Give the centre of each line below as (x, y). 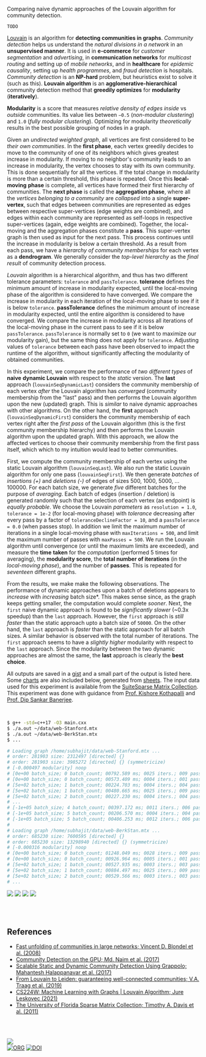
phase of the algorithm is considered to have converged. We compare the (100, 294)
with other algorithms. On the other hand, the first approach (83, 410)
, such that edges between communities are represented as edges (107, 205)
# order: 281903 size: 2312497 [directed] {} (66, 756)
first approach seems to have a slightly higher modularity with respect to (100, 642)
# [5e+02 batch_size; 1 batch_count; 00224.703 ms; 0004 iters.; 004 (97, 785)
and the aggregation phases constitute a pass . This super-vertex (109, 231)
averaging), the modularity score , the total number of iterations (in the (97, 559)
